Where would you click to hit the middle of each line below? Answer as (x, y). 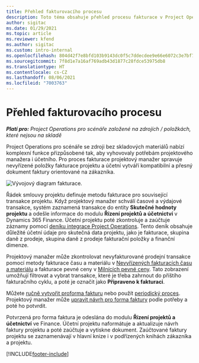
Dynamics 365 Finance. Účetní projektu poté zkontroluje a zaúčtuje (88, 220)
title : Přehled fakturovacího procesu (54, 12)
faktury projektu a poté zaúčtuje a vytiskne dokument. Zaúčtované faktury (97, 330)
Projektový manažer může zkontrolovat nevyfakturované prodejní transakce (98, 256)
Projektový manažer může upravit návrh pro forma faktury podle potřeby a (97, 299)
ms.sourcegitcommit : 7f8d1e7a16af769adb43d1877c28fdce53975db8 (86, 61)
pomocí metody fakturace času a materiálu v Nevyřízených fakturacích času (99, 263)
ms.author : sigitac (30, 45)
